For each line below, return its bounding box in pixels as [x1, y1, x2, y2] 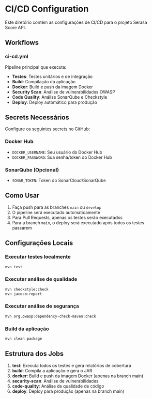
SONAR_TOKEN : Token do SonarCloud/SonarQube [12, 178, 106, 184]
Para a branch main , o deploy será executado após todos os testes [12, 219, 144, 226]
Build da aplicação [5, 325, 49, 332]
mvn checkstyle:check [5, 287, 49, 292]
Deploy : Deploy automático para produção [12, 99, 98, 105]
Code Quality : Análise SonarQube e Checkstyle [12, 94, 107, 100]
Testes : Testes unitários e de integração [12, 74, 93, 79]
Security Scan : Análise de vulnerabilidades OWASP [12, 89, 115, 95]
